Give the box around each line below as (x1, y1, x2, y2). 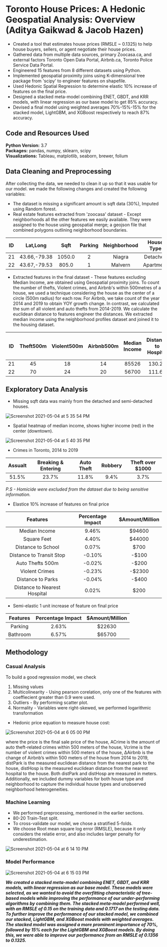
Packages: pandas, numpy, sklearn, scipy (5, 147, 91, 153)
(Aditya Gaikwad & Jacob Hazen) (5, 25, 144, 36)
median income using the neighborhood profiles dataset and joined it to (12, 316, 159, 322)
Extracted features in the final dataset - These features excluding (12, 274, 146, 280)
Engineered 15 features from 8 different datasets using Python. (12, 67, 141, 73)
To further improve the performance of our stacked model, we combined (5, 911, 159, 917)
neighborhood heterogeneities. (5, 786, 69, 792)
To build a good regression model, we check (5, 674, 97, 680)
